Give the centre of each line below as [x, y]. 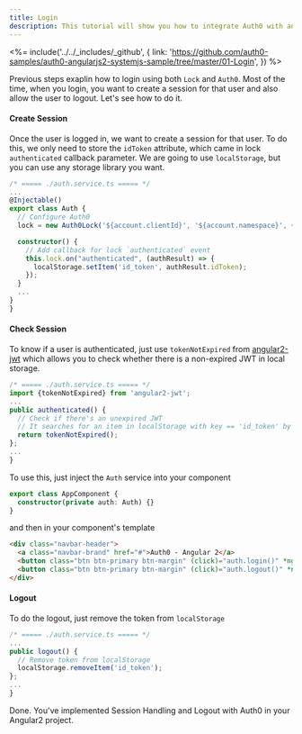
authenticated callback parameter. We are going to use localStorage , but [145, 158]
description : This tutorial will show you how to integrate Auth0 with [146, 26]
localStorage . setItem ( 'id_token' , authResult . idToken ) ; [140, 267]
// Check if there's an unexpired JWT [90, 418]
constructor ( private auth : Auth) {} [86, 502]
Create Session [39, 119]
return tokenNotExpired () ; [68, 435]
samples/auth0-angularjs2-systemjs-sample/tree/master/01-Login [132, 61]
